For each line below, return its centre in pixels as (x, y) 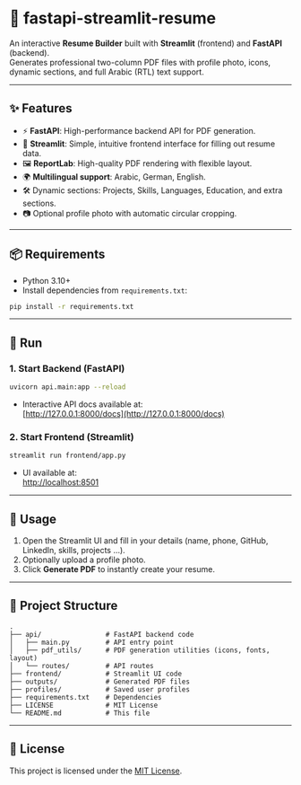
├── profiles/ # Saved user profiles (100, 689)
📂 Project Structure (64, 606)
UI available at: (50, 473)
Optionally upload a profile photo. (84, 560)
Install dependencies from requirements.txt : (105, 290)
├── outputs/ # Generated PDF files (100, 682)
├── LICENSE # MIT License (84, 705)
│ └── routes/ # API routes (82, 666)
